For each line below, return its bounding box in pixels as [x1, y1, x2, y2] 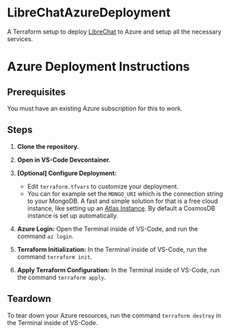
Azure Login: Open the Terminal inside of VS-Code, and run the [16, 224, 198, 233]
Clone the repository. [16, 142, 80, 150]
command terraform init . [16, 252, 93, 261]
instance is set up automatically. [27, 211, 119, 220]
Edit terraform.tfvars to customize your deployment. [27, 182, 179, 190]
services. [7, 34, 33, 43]
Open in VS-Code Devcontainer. [16, 156, 111, 164]
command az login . [16, 232, 74, 240]
